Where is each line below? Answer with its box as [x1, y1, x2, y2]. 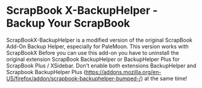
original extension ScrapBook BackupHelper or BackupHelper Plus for [6, 55, 180, 63]
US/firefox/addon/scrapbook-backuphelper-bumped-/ [6, 75, 142, 82]
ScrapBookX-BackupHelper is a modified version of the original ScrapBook [6, 36, 193, 43]
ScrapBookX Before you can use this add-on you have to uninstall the [6, 49, 179, 56]
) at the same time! [140, 75, 188, 82]
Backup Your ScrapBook [6, 16, 131, 30]
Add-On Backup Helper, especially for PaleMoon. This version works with [6, 43, 189, 50]
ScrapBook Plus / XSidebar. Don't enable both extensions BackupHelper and [6, 61, 197, 69]
